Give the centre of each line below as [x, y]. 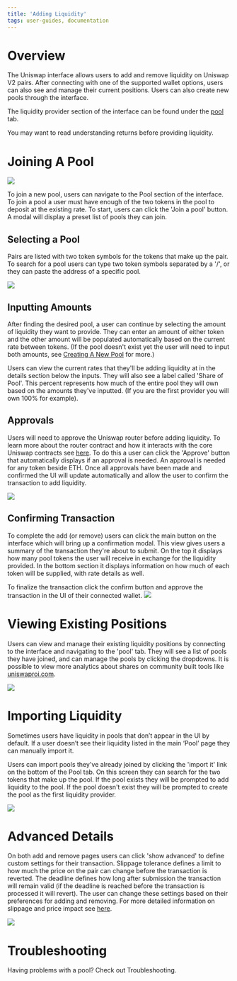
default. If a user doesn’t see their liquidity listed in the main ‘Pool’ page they [119, 743]
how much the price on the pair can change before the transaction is [107, 871]
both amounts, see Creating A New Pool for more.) [81, 354]
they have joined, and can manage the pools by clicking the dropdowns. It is [118, 659]
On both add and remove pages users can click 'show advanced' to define [116, 856]
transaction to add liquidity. [47, 482]
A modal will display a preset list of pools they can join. [87, 217]
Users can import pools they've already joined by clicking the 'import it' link [117, 764]
